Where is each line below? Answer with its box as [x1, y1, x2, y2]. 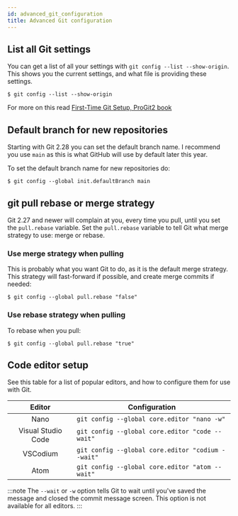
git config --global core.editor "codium [76, 446, 218, 454]
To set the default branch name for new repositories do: [7, 164, 170, 172]
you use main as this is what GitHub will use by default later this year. [7, 150, 208, 159]
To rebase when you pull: [7, 326, 81, 334]
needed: [7, 280, 32, 288]
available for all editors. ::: [7, 502, 83, 510]
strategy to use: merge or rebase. [7, 231, 105, 239]
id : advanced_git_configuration [7, 10, 103, 18]
